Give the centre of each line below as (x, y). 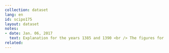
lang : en (14, 15)
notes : (12, 29)
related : (14, 43)
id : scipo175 (19, 19)
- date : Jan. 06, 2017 (29, 33)
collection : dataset (27, 10)
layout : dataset (22, 24)
